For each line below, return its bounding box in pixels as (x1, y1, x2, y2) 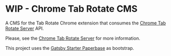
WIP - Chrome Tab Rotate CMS (5, 3, 138, 15)
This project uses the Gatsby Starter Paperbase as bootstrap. (5, 45, 134, 51)
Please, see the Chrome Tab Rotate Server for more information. (5, 35, 140, 41)
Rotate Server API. (5, 25, 44, 31)
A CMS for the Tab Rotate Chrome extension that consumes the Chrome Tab (5, 20, 166, 26)
